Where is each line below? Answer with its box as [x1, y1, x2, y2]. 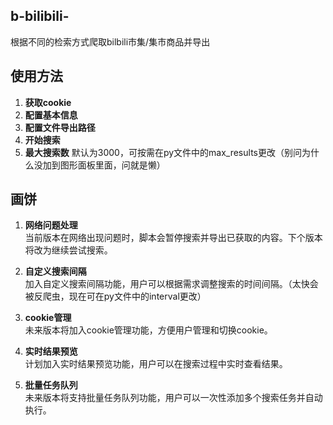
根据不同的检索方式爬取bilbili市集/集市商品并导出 [10, 35, 211, 48]
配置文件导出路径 [24, 121, 96, 133]
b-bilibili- [10, 8, 70, 25]
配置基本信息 [24, 109, 78, 121]
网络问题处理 [24, 219, 78, 231]
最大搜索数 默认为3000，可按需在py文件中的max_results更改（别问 [24, 146, 302, 158]
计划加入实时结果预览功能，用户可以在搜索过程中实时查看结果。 [24, 358, 288, 370]
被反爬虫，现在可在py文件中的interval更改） [24, 290, 207, 303]
